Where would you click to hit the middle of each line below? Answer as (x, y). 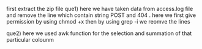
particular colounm (30, 40)
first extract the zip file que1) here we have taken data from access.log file (100, 9)
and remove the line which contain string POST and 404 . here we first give (101, 15)
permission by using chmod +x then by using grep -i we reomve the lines (99, 21)
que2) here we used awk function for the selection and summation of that (99, 33)
